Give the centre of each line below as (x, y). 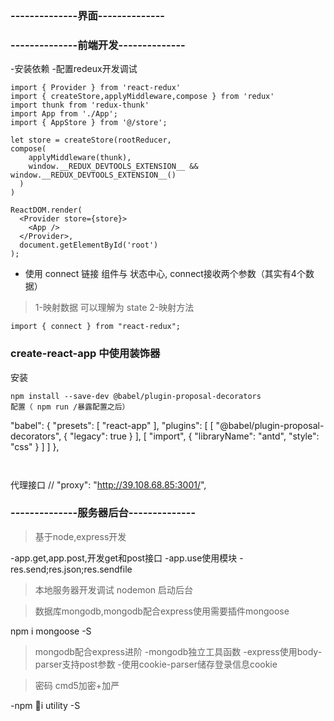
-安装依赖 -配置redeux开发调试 (74, 69)
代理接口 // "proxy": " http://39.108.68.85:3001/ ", (108, 484)
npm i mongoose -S (51, 631)
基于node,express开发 (80, 536)
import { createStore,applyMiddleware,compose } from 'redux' (142, 97)
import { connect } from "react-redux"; (96, 327)
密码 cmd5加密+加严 (77, 685)
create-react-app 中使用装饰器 (85, 354)
